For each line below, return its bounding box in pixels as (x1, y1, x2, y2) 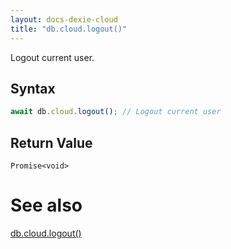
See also (10, 194, 83, 217)
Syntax (10, 80, 56, 97)
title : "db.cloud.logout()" (10, 24, 128, 34)
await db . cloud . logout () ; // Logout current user (10, 107, 222, 117)
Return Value (10, 134, 93, 151)
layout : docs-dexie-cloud (10, 14, 118, 25)
